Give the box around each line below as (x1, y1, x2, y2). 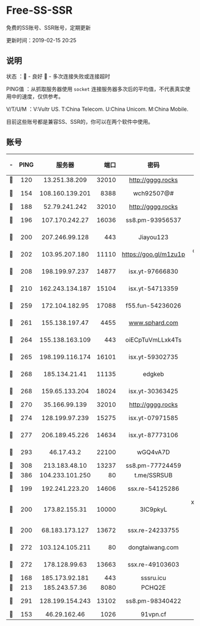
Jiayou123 (138, 233, 168, 241)
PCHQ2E (140, 583, 166, 591)
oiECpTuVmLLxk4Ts (125, 336, 182, 344)
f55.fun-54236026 (126, 301, 182, 309)
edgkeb (142, 370, 164, 378)
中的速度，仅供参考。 (11, 93, 64, 100)
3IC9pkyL (139, 505, 168, 514)
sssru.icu (140, 574, 167, 582)
